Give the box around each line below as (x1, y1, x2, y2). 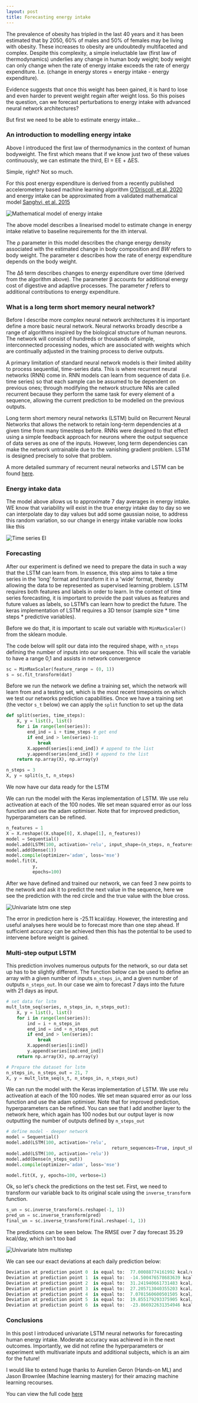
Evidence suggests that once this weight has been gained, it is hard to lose (6, 86, 188, 93)
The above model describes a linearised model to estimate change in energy (6, 221, 192, 228)
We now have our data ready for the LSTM (6, 783, 109, 790)
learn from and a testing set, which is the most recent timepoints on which (6, 689, 186, 696)
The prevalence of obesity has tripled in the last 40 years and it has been (6, 30, 184, 37)
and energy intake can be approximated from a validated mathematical (6, 192, 178, 199)
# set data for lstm (6, 999, 57, 1005)
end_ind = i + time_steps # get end (27, 729, 117, 735)
